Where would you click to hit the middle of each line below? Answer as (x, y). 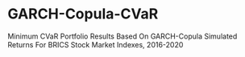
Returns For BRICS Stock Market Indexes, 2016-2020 (96, 44)
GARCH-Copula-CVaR (83, 14)
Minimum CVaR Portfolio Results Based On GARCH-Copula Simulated (122, 36)
